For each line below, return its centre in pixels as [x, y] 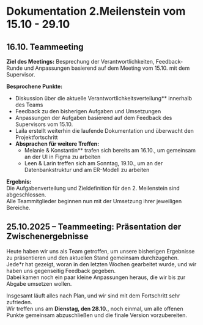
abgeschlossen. [26, 195]
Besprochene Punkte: [35, 86]
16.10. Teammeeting [45, 47]
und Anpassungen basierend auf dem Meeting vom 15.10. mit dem [107, 68]
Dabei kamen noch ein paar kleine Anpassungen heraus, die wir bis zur [96, 277]
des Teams [29, 105]
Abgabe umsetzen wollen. [39, 283]
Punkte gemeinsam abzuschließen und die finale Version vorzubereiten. [97, 315]
